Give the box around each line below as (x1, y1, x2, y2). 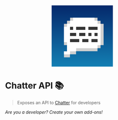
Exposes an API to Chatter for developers (17, 99, 101, 105)
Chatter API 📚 (5, 80, 65, 91)
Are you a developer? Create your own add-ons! (5, 109, 103, 115)
